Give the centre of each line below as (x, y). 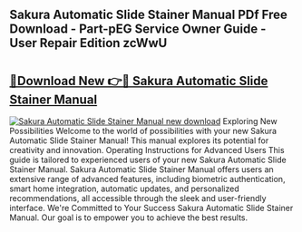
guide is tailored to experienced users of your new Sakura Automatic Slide (148, 159)
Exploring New (250, 121)
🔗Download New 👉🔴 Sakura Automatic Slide (139, 81)
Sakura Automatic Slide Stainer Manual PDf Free (149, 15)
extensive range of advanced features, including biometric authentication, (147, 179)
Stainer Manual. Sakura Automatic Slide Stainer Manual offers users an (141, 169)
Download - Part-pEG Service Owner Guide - (138, 29)
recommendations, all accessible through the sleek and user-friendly (138, 198)
